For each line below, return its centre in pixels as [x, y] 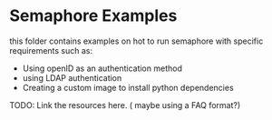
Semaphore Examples [93, 16]
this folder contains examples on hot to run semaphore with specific [136, 41]
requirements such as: [51, 50]
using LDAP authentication [72, 77]
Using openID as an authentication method [102, 68]
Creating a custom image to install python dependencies [128, 87]
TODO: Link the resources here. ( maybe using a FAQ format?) [125, 105]
